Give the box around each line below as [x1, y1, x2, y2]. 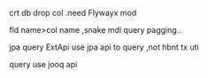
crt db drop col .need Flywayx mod [9, 8, 137, 18]
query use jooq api [9, 59, 78, 69]
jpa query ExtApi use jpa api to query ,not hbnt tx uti [9, 42, 199, 52]
